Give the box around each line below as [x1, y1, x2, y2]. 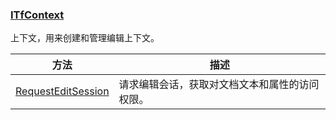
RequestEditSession [15, 84, 110, 98]
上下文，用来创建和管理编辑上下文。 [10, 32, 160, 44]
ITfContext [10, 8, 65, 22]
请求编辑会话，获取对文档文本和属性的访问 [118, 78, 320, 92]
